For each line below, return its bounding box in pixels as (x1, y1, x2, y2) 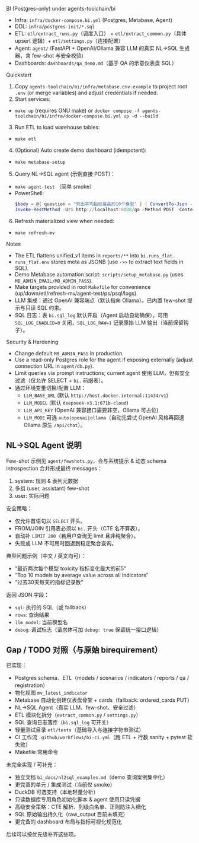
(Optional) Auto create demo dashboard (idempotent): (14, 147, 147, 154)
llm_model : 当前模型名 (14, 618, 68, 625)
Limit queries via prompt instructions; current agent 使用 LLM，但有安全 (14, 369, 190, 376)
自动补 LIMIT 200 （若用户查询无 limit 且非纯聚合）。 (14, 532, 139, 539)
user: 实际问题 (14, 492, 50, 499)
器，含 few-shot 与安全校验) (14, 52, 84, 59)
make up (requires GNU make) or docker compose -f (14, 107, 140, 114)
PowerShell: (14, 190, 44, 196)
